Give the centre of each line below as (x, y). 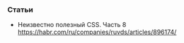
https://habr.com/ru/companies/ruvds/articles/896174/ (97, 32)
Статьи (21, 10)
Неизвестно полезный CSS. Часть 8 (72, 25)
